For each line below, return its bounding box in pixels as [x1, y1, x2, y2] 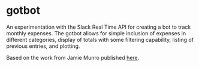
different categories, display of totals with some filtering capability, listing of [6, 36, 194, 43]
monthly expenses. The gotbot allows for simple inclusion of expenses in [6, 29, 186, 36]
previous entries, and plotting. [6, 42, 80, 50]
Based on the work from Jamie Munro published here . [6, 54, 140, 61]
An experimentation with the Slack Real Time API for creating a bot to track [6, 23, 191, 31]
